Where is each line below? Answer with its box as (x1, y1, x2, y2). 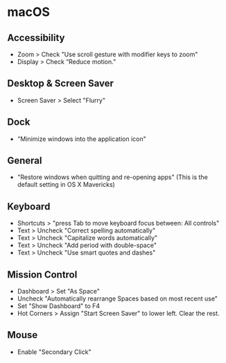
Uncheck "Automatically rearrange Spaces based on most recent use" (17, 294, 218, 303)
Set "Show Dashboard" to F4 (17, 302, 101, 310)
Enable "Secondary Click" (17, 348, 92, 356)
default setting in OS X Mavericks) (17, 180, 116, 189)
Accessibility (7, 32, 65, 44)
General (7, 155, 43, 167)
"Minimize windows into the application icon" (17, 135, 147, 143)
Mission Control (7, 269, 78, 280)
